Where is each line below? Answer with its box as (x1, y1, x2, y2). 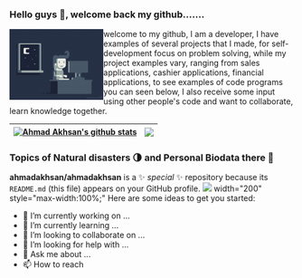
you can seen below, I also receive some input (103, 86, 276, 98)
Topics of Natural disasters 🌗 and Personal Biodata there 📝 (9, 151, 274, 164)
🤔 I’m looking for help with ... (22, 239, 129, 250)
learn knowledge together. (9, 106, 108, 117)
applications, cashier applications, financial (103, 67, 264, 78)
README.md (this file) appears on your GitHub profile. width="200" (9, 183, 262, 194)
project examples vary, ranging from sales (103, 58, 260, 69)
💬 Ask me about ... (22, 249, 91, 260)
